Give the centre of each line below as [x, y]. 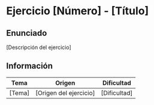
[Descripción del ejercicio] [39, 47]
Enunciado [27, 33]
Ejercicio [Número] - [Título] [78, 11]
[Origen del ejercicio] [65, 92]
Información [29, 66]
